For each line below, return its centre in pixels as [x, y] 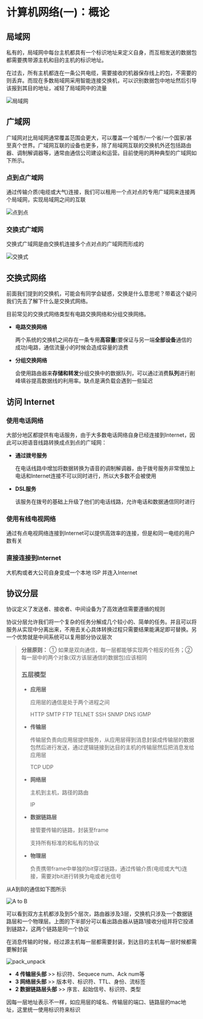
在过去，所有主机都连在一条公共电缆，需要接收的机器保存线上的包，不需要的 [101, 73]
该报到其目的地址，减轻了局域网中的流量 [56, 88]
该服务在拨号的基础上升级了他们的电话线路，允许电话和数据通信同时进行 [105, 502]
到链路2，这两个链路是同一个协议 [48, 929]
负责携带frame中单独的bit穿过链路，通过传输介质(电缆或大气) [106, 869]
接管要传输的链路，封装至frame [69, 830]
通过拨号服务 [31, 455]
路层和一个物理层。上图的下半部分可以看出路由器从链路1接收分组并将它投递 [100, 921]
